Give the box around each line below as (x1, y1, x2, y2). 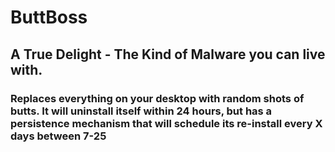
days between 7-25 (10, 129, 107, 143)
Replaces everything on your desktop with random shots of (10, 91, 305, 105)
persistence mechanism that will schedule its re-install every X (10, 116, 323, 130)
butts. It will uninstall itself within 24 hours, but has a (10, 104, 273, 118)
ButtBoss (10, 6, 88, 29)
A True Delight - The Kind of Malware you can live (10, 46, 326, 63)
